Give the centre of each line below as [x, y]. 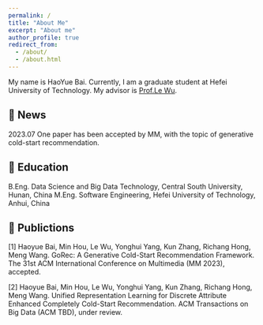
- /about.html [38, 60]
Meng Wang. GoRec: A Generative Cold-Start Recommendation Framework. [131, 255]
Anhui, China [29, 203]
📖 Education [38, 168]
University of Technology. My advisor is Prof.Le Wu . [93, 90]
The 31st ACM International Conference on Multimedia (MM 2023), [116, 263]
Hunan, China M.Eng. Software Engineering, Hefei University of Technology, [132, 195]
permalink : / [30, 15]
